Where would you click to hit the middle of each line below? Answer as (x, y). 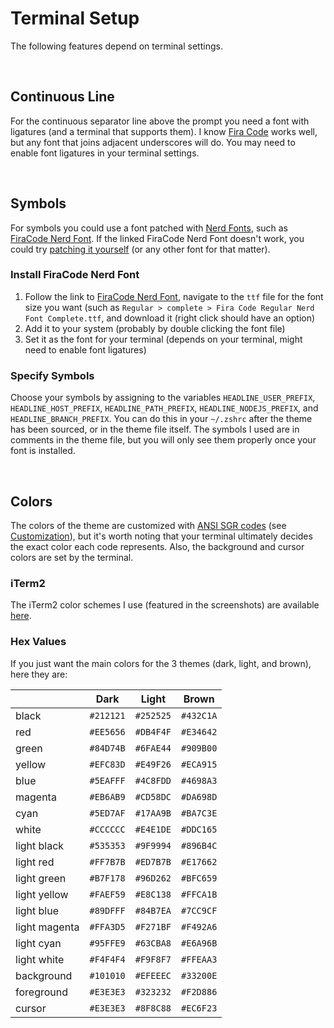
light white (40, 959)
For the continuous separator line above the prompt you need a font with (160, 121)
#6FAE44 (153, 748)
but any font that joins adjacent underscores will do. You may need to (153, 142)
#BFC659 (199, 878)
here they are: (39, 674)
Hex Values (38, 642)
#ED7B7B (153, 861)
